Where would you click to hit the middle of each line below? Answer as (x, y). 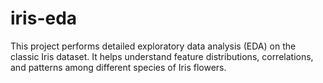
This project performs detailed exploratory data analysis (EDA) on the (153, 46)
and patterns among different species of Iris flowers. (118, 67)
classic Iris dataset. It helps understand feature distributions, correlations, (162, 56)
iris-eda (44, 18)
